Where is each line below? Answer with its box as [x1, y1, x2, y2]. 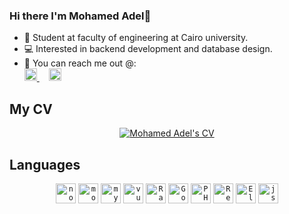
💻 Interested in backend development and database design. [23, 43, 273, 55]
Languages [9, 156, 81, 173]
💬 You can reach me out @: [23, 57, 137, 69]
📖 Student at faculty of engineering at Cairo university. [23, 32, 249, 44]
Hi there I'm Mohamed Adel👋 [9, 9, 152, 23]
